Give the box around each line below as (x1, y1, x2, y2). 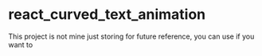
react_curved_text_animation (8, 6, 206, 24)
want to (8, 39, 33, 49)
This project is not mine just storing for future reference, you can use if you (8, 32, 255, 41)
